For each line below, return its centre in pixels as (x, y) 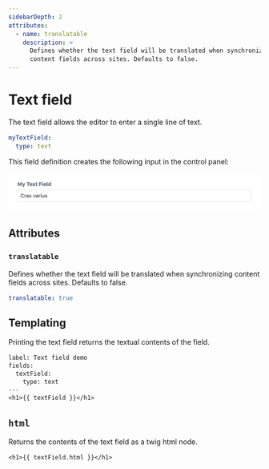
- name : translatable (52, 34)
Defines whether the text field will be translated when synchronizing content (134, 273)
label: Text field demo (48, 358)
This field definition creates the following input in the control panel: (119, 161)
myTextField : (30, 137)
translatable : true (41, 298)
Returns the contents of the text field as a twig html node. (103, 442)
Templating (37, 323)
